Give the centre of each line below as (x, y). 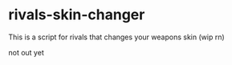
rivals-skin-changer (77, 15)
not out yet (26, 52)
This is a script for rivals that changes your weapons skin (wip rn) (116, 37)
